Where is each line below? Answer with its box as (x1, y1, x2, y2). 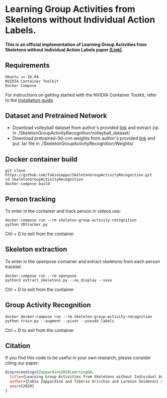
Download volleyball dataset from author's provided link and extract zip (12, 125, 159, 131)
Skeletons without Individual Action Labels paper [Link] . (5, 46, 123, 53)
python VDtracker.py (5, 222, 48, 227)
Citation (5, 342, 31, 350)
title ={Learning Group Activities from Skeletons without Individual (9, 375, 157, 380)
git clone (5, 168, 26, 173)
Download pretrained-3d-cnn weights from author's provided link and (12, 135, 156, 141)
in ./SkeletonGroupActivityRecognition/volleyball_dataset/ (12, 130, 130, 136)
